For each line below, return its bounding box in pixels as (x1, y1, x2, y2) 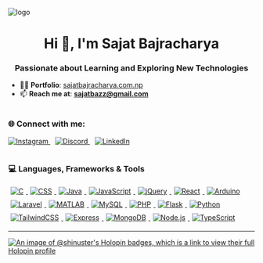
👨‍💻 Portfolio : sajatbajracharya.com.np (19, 81, 143, 90)
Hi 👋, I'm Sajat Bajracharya (44, 35, 219, 52)
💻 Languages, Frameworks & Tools (8, 163, 145, 174)
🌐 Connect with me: (8, 118, 86, 129)
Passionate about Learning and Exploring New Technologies (14, 63, 249, 74)
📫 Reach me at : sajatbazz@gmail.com (19, 89, 149, 99)
